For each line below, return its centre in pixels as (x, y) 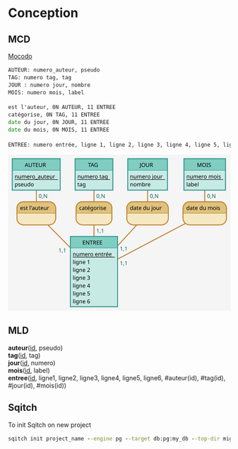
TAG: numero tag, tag (40, 77)
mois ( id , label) (29, 370)
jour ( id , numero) (32, 363)
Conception (43, 13)
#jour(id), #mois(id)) (37, 385)
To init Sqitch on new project (49, 425)
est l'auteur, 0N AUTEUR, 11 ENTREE (62, 108)
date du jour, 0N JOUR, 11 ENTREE (59, 123)
